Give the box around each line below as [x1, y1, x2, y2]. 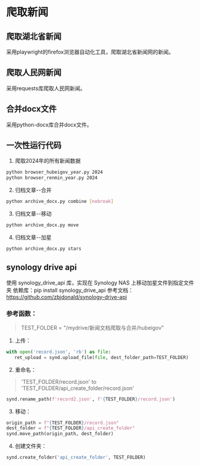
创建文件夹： [14, 443, 47, 450]
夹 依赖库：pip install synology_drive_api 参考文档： [6, 286, 134, 294]
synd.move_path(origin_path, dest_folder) [6, 431, 114, 437]
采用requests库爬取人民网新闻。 [6, 85, 86, 92]
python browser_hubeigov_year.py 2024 [6, 169, 103, 175]
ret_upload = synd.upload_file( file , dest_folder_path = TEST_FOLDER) [14, 354, 189, 360]
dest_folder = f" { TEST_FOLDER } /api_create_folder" [6, 425, 135, 431]
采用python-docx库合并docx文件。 [6, 121, 92, 128]
